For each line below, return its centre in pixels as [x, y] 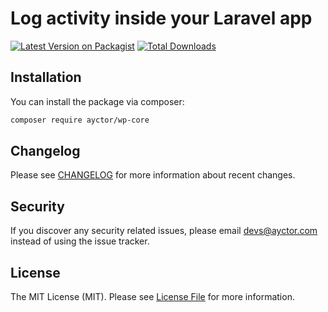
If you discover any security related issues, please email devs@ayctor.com [164, 231]
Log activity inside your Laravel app [161, 18]
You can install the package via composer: [97, 101]
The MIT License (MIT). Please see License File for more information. [152, 297]
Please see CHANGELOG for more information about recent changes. [153, 175]
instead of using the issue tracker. [80, 241]
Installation [46, 77]
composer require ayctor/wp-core [80, 120]
